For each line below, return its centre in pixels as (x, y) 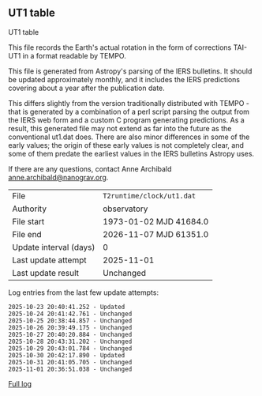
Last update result (46, 273)
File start (28, 221)
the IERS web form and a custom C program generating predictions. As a (126, 120)
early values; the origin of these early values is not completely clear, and (126, 145)
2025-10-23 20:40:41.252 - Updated (67, 307)
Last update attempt (49, 260)
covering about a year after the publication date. (87, 88)
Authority (30, 209)
